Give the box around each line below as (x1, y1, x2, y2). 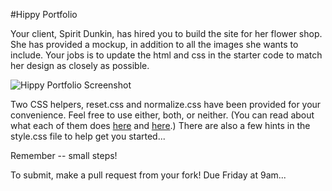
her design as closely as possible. (10, 60, 150, 71)
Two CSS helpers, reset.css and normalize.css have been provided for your (10, 99, 322, 110)
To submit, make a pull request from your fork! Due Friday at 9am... (10, 169, 287, 181)
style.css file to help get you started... (10, 130, 166, 142)
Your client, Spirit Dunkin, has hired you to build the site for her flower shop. (10, 28, 323, 39)
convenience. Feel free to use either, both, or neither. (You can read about (10, 109, 315, 121)
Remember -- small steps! (10, 150, 118, 161)
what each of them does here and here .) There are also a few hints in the (10, 120, 311, 131)
